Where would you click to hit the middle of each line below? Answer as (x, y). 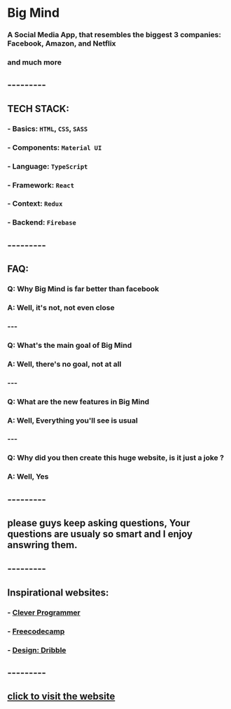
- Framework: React (41, 185)
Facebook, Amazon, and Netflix (62, 43)
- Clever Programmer (44, 612)
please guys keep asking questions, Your (99, 523)
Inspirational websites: (58, 592)
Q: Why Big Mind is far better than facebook (83, 289)
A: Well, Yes (28, 477)
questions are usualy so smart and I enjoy (100, 534)
